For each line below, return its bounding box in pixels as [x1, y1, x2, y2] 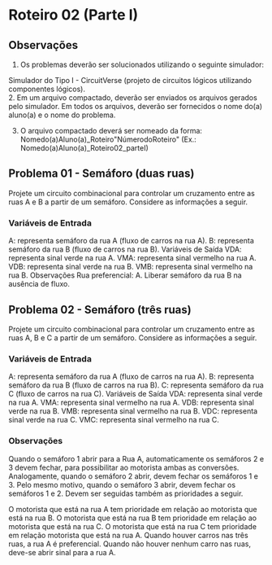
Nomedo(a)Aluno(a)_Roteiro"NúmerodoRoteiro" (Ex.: [19, 134, 196, 144]
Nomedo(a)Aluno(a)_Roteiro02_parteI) [19, 143, 149, 152]
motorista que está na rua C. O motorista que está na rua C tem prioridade [8, 521, 257, 531]
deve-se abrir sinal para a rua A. [8, 547, 116, 557]
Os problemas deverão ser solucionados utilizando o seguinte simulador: [19, 59, 265, 69]
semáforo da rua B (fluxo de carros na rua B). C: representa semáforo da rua [8, 380, 264, 390]
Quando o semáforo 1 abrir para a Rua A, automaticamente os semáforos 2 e [8, 453, 265, 463]
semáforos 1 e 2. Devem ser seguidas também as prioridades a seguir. [8, 488, 244, 498]
